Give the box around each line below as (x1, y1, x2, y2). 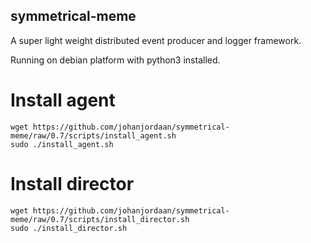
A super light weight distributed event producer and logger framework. (10, 34, 302, 46)
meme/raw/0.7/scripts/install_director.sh (10, 214, 190, 224)
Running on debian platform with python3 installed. (10, 54, 221, 66)
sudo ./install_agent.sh (10, 139, 114, 149)
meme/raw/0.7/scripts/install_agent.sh (10, 130, 177, 141)
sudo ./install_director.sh (10, 223, 128, 233)
